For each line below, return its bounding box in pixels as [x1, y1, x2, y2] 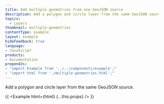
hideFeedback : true [5, 39, 45, 44]
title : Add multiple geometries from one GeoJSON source [5, 7, 123, 12]
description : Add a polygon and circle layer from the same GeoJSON [5, 12, 147, 17]
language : [5, 43, 25, 48]
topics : [5, 16, 21, 21]
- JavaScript [5, 48, 32, 53]
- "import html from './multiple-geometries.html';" [5, 71, 115, 76]
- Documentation [5, 57, 38, 62]
